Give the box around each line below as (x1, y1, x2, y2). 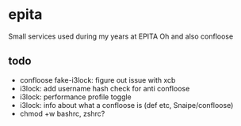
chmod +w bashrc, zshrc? (19, 109, 105, 118)
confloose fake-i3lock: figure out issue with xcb (19, 75, 176, 84)
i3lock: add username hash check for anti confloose (19, 83, 190, 93)
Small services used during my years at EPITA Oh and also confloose (8, 31, 234, 41)
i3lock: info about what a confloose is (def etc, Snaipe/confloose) (19, 100, 234, 109)
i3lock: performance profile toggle (19, 92, 132, 102)
